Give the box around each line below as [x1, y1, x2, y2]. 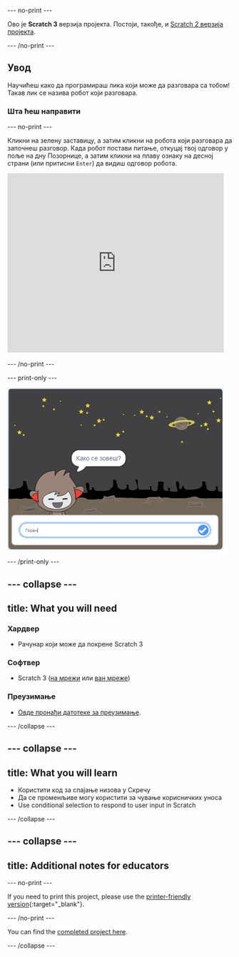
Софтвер [7, 658, 41, 668]
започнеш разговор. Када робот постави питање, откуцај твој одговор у [7, 144, 228, 153]
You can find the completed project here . [7, 928, 128, 936]
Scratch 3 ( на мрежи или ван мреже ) [17, 674, 131, 682]
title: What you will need [7, 602, 118, 614]
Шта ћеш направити [7, 106, 81, 116]
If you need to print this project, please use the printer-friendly [7, 892, 191, 901]
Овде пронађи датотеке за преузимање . [17, 708, 141, 717]
